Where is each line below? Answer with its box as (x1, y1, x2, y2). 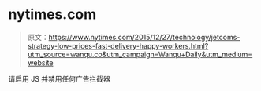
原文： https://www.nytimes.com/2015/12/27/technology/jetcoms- (27, 32, 240, 42)
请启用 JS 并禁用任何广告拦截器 (8, 74, 110, 83)
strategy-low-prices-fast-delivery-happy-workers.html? (27, 41, 209, 50)
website (27, 57, 54, 67)
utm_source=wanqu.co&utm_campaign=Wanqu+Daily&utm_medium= (27, 49, 253, 59)
